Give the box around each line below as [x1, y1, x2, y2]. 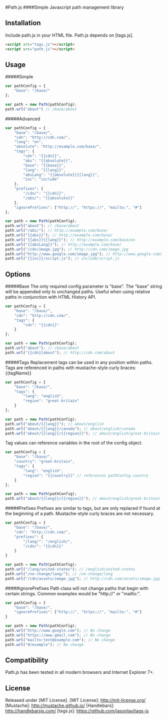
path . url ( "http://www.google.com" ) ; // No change [5, 628, 111, 633]
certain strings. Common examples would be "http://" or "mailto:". [5, 590, 141, 596]
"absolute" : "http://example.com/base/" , [14, 144, 101, 149]
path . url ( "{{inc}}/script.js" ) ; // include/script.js [5, 256, 120, 261]
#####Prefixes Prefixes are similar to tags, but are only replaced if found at [5, 505, 160, 511]
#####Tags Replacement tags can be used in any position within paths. [5, 359, 153, 365]
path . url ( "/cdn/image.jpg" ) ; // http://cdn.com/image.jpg [5, 246, 128, 252]
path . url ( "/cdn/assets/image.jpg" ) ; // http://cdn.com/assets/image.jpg [5, 576, 160, 581]
